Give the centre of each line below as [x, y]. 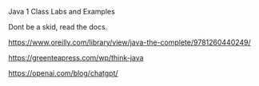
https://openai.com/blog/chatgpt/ [63, 73]
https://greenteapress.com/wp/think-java [76, 58]
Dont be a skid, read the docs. [58, 27]
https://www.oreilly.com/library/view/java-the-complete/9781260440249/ [130, 42]
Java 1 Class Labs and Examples [62, 12]
